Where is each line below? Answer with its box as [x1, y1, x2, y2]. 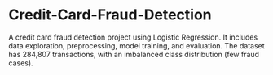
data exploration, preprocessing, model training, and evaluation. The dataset [8, 40, 265, 50]
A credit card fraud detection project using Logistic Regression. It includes [8, 32, 258, 42]
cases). [8, 58, 34, 68]
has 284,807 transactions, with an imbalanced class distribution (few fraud [8, 49, 259, 59]
